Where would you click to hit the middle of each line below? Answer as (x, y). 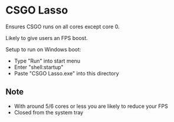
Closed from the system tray (49, 112)
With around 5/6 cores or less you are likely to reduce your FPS (91, 106)
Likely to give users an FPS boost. (47, 38)
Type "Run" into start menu (47, 61)
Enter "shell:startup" (39, 67)
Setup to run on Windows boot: (43, 49)
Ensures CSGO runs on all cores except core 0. (63, 27)
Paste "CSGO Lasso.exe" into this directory (66, 73)
